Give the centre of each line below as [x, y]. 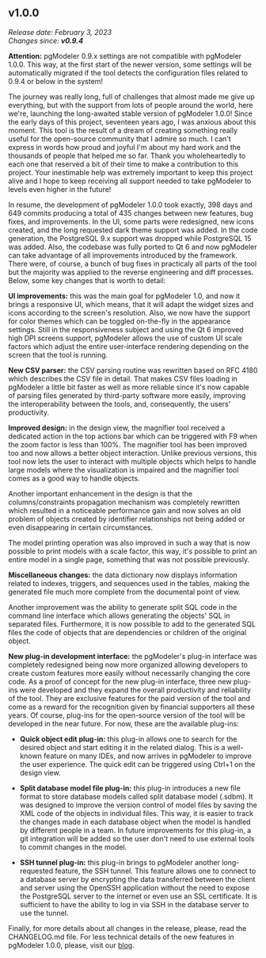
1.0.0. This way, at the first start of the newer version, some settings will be [130, 64]
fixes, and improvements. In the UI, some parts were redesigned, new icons [131, 221]
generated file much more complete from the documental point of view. [125, 592]
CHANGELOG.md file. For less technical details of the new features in [122, 937]
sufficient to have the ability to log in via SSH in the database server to [134, 904]
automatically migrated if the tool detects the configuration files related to [128, 73]
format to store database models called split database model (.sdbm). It [136, 796]
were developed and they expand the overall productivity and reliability [135, 690]
